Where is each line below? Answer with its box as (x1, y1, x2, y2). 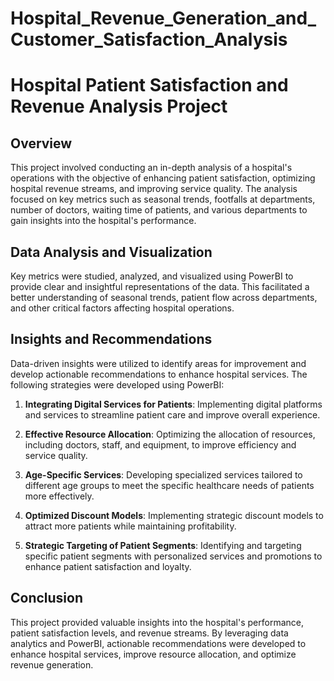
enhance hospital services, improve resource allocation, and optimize (10, 648, 297, 660)
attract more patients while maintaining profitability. (24, 520, 237, 532)
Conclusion (10, 590, 84, 607)
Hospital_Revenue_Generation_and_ (10, 7, 317, 30)
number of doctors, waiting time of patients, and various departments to (10, 204, 308, 216)
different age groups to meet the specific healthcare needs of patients (24, 479, 315, 491)
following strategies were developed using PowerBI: (10, 378, 225, 391)
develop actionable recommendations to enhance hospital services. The (10, 368, 308, 380)
